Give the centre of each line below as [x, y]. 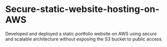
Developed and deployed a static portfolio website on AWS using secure [81, 33]
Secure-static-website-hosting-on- [82, 9]
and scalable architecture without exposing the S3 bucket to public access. [84, 39]
